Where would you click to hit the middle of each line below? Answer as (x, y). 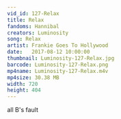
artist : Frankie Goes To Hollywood (58, 45)
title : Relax (26, 20)
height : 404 (24, 90)
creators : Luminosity (38, 33)
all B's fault (23, 110)
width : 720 (23, 84)
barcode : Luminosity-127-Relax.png (58, 65)
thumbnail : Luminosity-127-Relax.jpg (61, 58)
